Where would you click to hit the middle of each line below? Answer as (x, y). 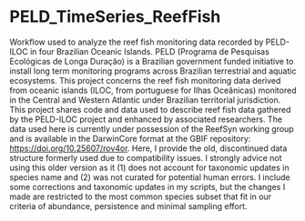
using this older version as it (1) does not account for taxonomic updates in (149, 167)
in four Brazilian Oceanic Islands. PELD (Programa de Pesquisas (150, 51)
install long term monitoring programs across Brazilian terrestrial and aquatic (153, 71)
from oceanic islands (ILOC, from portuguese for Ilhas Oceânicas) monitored (153, 90)
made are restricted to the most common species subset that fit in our (140, 196)
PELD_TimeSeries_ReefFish (115, 17)
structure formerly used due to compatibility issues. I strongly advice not (146, 157)
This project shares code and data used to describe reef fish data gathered (150, 109)
